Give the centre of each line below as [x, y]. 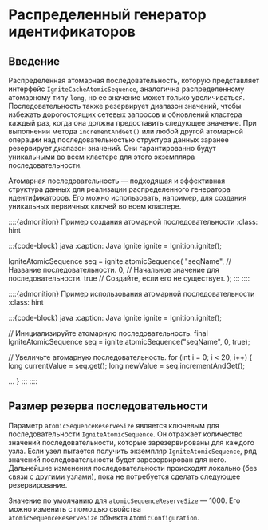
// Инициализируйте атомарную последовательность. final [108, 333]
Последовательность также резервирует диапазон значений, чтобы [125, 106]
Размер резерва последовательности [108, 406]
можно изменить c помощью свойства [75, 508]
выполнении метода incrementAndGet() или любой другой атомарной [126, 131]
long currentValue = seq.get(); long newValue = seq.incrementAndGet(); [127, 366]
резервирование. [38, 484]
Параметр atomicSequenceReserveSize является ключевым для [114, 425]
